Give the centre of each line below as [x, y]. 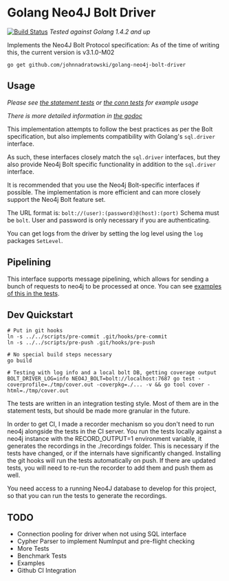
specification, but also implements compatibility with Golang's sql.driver [111, 136]
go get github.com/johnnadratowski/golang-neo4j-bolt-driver [97, 65]
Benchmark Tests [42, 556]
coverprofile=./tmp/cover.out [51, 385]
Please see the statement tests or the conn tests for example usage [103, 102]
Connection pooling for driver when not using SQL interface [102, 534]
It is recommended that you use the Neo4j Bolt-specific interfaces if [103, 185]
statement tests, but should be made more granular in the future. [99, 411]
